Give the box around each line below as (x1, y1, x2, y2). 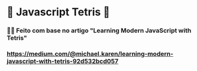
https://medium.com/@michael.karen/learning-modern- (7, 50, 174, 58)
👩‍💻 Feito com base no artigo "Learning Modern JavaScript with (7, 27, 192, 35)
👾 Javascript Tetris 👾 (7, 5, 110, 19)
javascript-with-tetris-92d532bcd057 (7, 57, 119, 66)
